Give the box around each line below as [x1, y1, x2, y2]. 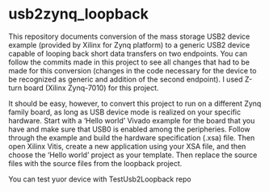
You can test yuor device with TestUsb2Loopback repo [8, 174, 191, 184]
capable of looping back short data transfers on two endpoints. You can [8, 48, 248, 58]
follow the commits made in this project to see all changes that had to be [8, 57, 250, 67]
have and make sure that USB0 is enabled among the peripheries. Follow [8, 124, 250, 134]
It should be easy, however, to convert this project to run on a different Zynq [8, 98, 262, 108]
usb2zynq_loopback [8, 5, 149, 23]
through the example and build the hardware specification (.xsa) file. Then [8, 132, 255, 142]
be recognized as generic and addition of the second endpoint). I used [8, 74, 244, 84]
